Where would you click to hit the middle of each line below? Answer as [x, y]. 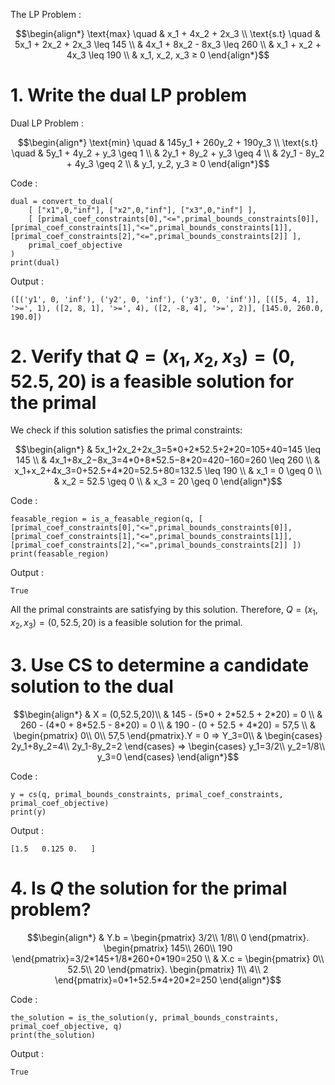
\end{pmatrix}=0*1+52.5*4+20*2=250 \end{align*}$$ [168, 980]
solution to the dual [92, 686]
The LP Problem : [46, 14]
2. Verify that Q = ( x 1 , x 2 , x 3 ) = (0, [153, 358]
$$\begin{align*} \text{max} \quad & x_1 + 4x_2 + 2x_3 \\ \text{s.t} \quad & [168, 33]
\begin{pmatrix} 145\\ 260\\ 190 [168, 948]
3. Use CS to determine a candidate [160, 665]
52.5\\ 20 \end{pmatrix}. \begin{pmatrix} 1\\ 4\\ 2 [168, 969]
